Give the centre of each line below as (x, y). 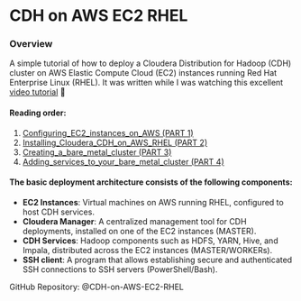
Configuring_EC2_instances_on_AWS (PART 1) (108, 132)
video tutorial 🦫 (37, 92)
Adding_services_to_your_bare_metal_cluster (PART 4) (123, 161)
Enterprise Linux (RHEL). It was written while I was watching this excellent (146, 83)
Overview (31, 44)
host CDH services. (58, 212)
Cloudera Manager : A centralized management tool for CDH (134, 221)
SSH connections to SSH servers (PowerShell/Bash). (120, 269)
